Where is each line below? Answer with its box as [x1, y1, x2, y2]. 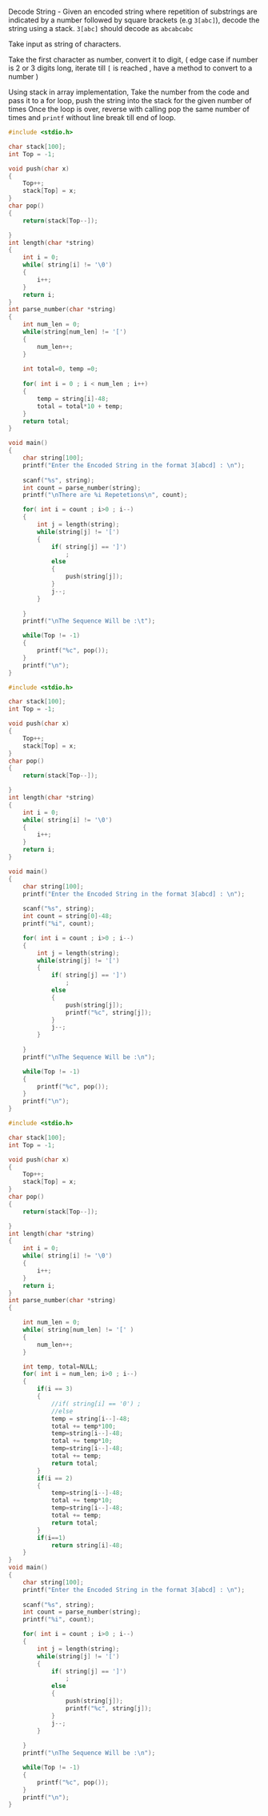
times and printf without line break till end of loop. [8, 113, 176, 122]
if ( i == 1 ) [37, 1533, 66, 1541]
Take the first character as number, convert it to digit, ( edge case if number [8, 55, 258, 64]
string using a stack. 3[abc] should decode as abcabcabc [8, 24, 194, 33]
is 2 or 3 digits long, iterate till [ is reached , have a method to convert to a [8, 63, 253, 73]
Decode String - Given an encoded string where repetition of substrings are [8, 7, 258, 16]
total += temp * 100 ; [50, 1422, 116, 1430]
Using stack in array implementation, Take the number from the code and [8, 87, 250, 97]
